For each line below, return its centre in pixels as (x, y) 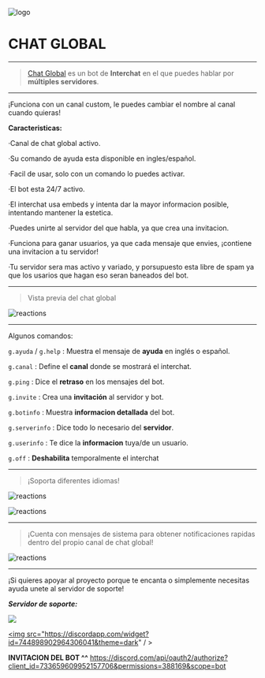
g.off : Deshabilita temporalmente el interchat (84, 458)
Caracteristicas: (35, 128)
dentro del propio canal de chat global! (90, 542)
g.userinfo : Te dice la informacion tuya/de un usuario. (98, 442)
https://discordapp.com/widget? (97, 634)
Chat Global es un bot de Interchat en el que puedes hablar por (131, 73)
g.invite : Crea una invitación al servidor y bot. (86, 397)
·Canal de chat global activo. (54, 143)
